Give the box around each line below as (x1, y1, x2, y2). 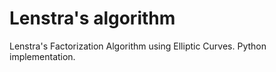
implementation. (9, 50, 76, 62)
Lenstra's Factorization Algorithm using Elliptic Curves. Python (9, 40, 267, 52)
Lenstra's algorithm (9, 7, 176, 30)
